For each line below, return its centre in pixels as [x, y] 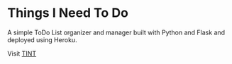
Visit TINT [22, 53]
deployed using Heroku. [42, 39]
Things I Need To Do [68, 13]
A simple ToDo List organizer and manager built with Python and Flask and [116, 32]
